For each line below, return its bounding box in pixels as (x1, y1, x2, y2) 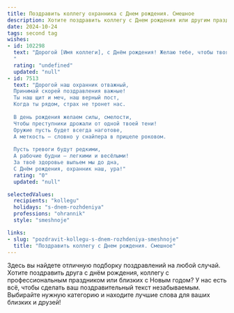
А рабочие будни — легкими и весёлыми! (13, 152, 130, 160)
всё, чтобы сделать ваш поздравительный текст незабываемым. (7, 283, 201, 292)
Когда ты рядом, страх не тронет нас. (13, 101, 127, 108)
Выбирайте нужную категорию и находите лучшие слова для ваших (7, 291, 210, 299)
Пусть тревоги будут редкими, (13, 146, 101, 153)
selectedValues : (7, 191, 54, 198)
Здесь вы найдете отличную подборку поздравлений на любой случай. (7, 262, 221, 270)
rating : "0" (13, 172, 49, 179)
